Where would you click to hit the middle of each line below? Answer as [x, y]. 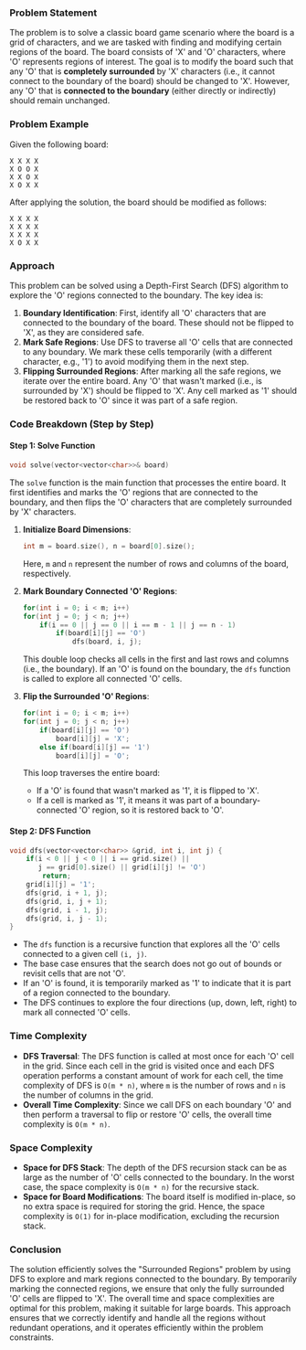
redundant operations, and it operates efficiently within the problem [137, 1328]
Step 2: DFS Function [50, 831]
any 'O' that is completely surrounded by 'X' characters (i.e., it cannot [142, 71]
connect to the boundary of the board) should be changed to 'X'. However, [150, 81]
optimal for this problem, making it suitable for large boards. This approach [150, 1308]
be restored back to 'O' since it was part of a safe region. [130, 400]
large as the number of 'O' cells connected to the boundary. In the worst [158, 1177]
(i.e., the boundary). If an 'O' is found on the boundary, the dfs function [156, 669]
